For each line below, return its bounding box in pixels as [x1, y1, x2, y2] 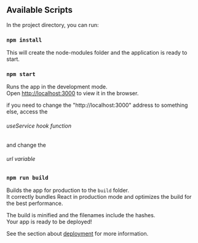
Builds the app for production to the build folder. [6, 187, 130, 194]
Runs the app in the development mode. [6, 83, 108, 91]
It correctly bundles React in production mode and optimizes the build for [6, 193, 192, 201]
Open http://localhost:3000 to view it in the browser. [6, 90, 139, 97]
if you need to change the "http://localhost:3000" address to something [6, 101, 188, 109]
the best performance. [6, 199, 63, 207]
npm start [6, 71, 36, 78]
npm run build [6, 174, 49, 181]
